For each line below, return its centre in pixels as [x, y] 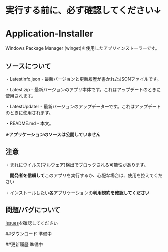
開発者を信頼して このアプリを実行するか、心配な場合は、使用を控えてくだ [86, 175]
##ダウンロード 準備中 [28, 234]
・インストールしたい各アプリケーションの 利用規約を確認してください [77, 193]
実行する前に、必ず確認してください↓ [83, 10]
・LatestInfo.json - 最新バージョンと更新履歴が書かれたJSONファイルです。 [83, 79]
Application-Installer [49, 34]
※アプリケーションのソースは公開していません [53, 134]
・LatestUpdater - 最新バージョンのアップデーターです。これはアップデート [83, 106]
